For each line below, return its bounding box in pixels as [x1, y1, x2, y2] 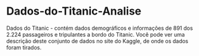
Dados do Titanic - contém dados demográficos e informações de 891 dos [6, 24, 194, 32]
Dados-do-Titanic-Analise [6, 4, 142, 18]
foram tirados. [6, 44, 41, 51]
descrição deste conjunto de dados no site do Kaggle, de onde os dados [6, 37, 189, 44]
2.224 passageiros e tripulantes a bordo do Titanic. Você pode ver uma [6, 30, 185, 38]
